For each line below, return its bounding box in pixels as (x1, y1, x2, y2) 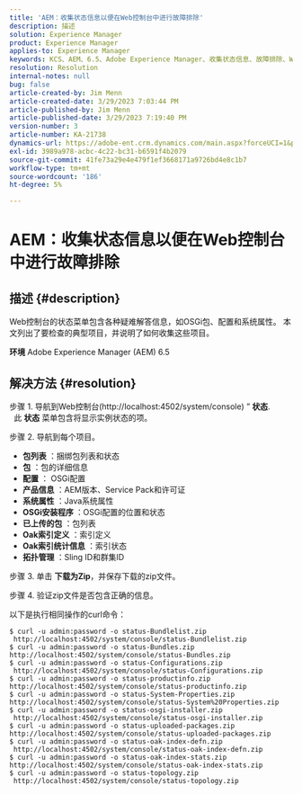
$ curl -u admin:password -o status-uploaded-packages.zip (9, 721, 235, 730)
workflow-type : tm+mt (9, 164, 91, 173)
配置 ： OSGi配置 (22, 473, 86, 484)
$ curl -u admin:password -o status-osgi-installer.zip (9, 705, 223, 715)
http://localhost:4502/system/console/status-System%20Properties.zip (9, 698, 280, 707)
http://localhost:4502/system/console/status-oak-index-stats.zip (9, 761, 263, 770)
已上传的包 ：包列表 (22, 518, 96, 529)
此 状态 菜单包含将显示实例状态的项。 (13, 412, 153, 423)
